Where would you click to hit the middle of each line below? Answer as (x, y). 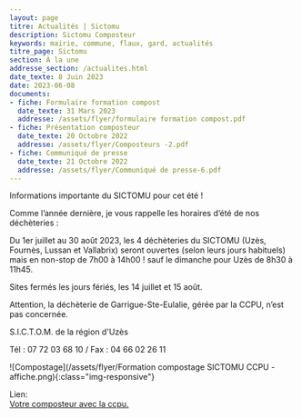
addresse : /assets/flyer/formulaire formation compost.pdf (132, 119)
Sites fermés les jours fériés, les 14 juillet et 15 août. (106, 287)
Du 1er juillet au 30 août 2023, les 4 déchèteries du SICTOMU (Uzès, (138, 241)
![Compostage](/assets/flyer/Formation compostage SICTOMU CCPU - (142, 367)
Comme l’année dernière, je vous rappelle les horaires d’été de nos (135, 214)
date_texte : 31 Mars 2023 (67, 111)
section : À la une (44, 60)
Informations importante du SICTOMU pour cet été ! (106, 195)
